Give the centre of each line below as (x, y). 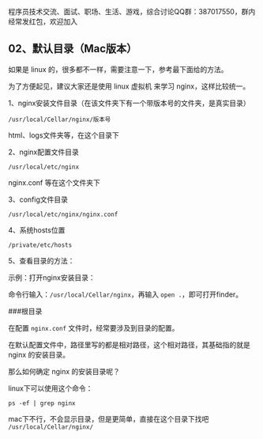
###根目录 (25, 311)
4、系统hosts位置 (37, 230)
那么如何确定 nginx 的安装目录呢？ (64, 371)
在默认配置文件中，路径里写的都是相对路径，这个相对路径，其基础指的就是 (129, 344)
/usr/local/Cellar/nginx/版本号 (60, 119)
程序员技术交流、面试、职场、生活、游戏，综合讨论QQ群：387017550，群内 (132, 11)
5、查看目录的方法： (41, 260)
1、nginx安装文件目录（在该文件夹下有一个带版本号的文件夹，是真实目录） (129, 103)
